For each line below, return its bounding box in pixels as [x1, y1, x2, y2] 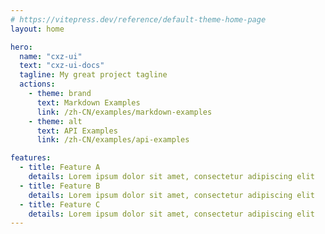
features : [10, 153, 52, 163]
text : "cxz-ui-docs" [19, 61, 105, 71]
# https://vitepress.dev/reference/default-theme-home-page [10, 14, 267, 25]
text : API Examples [36, 126, 118, 136]
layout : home [10, 24, 65, 34]
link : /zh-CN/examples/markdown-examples [36, 107, 213, 117]
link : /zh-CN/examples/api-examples [36, 135, 190, 145]
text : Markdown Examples [36, 97, 141, 108]
